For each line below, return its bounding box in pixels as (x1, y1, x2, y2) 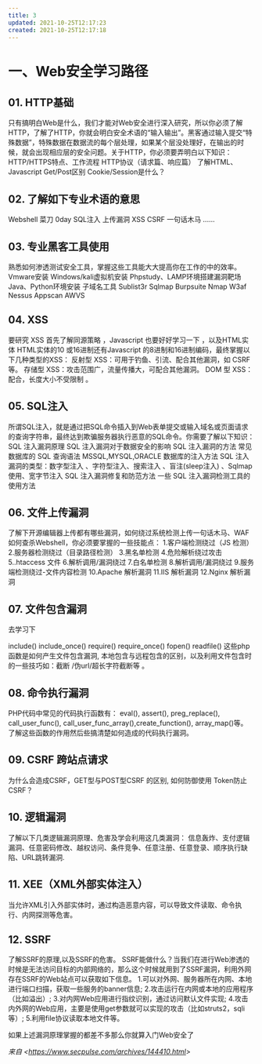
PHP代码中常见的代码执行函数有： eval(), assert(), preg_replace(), (8, 709, 221, 718)
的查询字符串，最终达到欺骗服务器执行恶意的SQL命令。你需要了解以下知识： (8, 432, 255, 441)
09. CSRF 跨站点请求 (8, 753, 108, 767)
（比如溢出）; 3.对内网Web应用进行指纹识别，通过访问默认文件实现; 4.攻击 (8, 994, 249, 1004)
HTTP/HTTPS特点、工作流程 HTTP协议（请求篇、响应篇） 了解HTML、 (8, 158, 238, 167)
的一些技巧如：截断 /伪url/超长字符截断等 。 (8, 661, 149, 671)
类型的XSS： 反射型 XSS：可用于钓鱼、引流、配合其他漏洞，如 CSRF (28, 355, 251, 364)
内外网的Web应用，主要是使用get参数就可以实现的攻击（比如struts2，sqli (8, 1004, 245, 1013)
